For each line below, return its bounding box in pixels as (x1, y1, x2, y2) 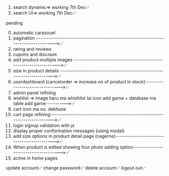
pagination (13, 35, 36, 41)
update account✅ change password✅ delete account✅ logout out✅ (6, 165, 146, 170)
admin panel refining (13, 90, 56, 96)
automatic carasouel (13, 30, 56, 36)
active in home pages (13, 155, 58, 161)
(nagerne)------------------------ (95, 133, 164, 139)
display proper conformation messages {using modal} (13, 128, 125, 134)
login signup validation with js (13, 123, 75, 128)
